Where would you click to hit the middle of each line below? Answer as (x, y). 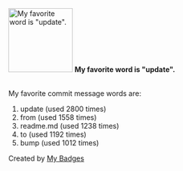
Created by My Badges (46, 158)
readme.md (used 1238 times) (69, 126)
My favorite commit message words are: (75, 93)
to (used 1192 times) (53, 134)
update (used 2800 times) (63, 109)
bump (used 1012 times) (59, 143)
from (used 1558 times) (58, 117)
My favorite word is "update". (125, 70)
